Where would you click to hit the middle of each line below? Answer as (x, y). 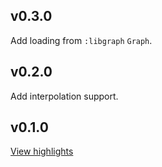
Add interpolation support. (64, 96)
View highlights (42, 151)
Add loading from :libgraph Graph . (81, 40)
